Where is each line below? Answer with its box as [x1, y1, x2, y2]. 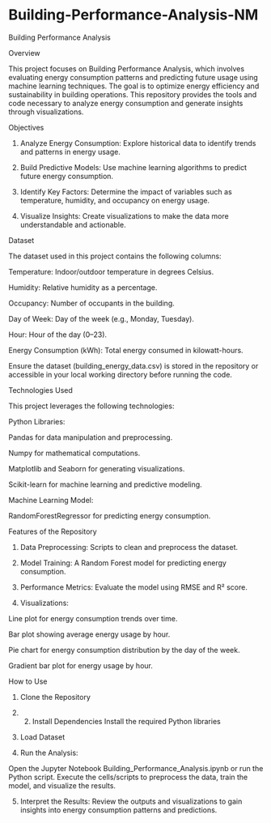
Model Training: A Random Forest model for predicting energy [19, 557, 227, 568]
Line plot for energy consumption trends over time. [8, 613, 178, 623]
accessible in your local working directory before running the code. [8, 369, 233, 379]
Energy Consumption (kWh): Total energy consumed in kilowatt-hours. [8, 345, 244, 355]
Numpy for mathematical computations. [8, 448, 141, 458]
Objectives [8, 122, 44, 132]
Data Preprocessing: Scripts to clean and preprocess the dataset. [19, 542, 239, 552]
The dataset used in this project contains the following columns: [8, 251, 222, 261]
